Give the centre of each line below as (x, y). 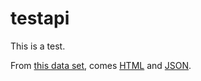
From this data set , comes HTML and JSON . (101, 65)
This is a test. (38, 46)
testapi (40, 18)
